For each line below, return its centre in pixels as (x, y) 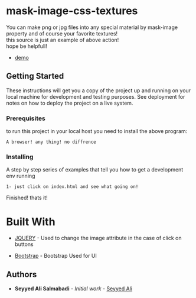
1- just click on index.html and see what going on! (72, 187)
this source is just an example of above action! (63, 40)
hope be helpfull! (27, 46)
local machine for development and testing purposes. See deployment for (96, 96)
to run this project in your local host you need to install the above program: (97, 131)
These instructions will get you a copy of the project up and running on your (98, 90)
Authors (22, 274)
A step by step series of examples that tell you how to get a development (95, 170)
